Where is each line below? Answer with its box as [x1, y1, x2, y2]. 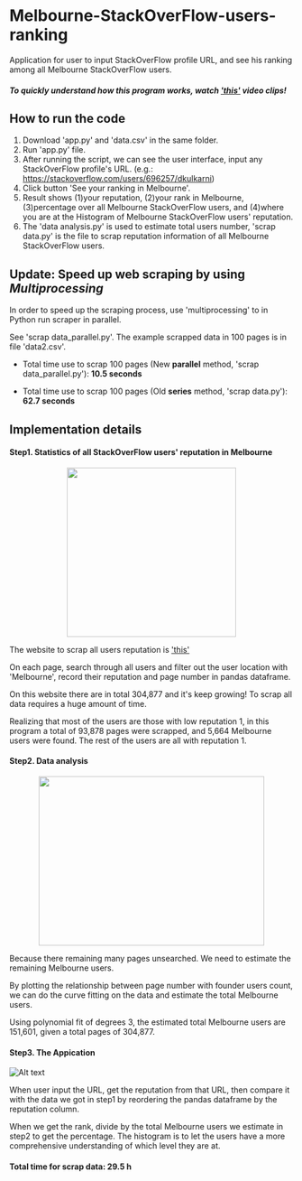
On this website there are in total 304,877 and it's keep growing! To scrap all [9, 688, 293, 700]
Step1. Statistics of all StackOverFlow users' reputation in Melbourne [9, 447, 273, 458]
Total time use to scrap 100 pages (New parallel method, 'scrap [22, 358, 260, 370]
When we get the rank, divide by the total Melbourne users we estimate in [9, 1121, 284, 1132]
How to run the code [9, 110, 126, 126]
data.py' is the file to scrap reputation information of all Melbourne [22, 231, 270, 242]
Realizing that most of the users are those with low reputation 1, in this [9, 715, 270, 727]
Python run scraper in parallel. [9, 314, 122, 325]
